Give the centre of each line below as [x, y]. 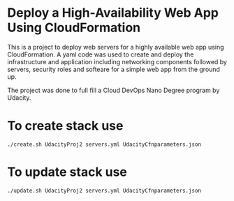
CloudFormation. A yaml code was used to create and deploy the [101, 54]
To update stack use [67, 172]
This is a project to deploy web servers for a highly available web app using [116, 47]
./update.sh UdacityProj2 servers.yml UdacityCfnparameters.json [104, 191]
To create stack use [65, 126]
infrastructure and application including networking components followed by [117, 61]
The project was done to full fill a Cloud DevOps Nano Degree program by [114, 90]
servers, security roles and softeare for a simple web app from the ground [114, 69]
